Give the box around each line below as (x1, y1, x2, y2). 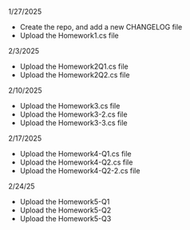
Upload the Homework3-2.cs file (19, 109, 128, 119)
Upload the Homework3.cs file (19, 101, 121, 110)
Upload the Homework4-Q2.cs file (19, 157, 133, 167)
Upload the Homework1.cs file (19, 31, 119, 40)
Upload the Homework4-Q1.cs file (19, 149, 132, 158)
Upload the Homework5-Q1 (19, 197, 110, 206)
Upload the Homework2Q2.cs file (19, 70, 130, 79)
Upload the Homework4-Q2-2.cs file (19, 166, 141, 175)
